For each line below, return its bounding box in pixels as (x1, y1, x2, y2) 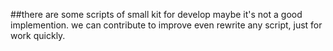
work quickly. (10, 30, 66, 41)
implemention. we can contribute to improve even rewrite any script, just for (10, 19, 323, 31)
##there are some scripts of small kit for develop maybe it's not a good (10, 9, 303, 20)
